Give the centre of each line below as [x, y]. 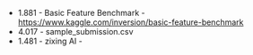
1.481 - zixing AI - [50, 41]
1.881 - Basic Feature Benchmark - [81, 13]
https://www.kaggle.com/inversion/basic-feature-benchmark [131, 22]
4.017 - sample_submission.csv [75, 31]
